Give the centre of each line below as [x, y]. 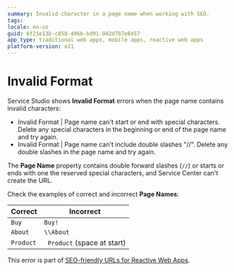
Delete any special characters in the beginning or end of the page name [122, 129]
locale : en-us [28, 27]
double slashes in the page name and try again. [86, 151]
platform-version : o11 [41, 46]
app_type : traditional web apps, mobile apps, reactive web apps [105, 40]
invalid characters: [34, 108]
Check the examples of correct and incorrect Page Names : [93, 194]
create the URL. [30, 180]
